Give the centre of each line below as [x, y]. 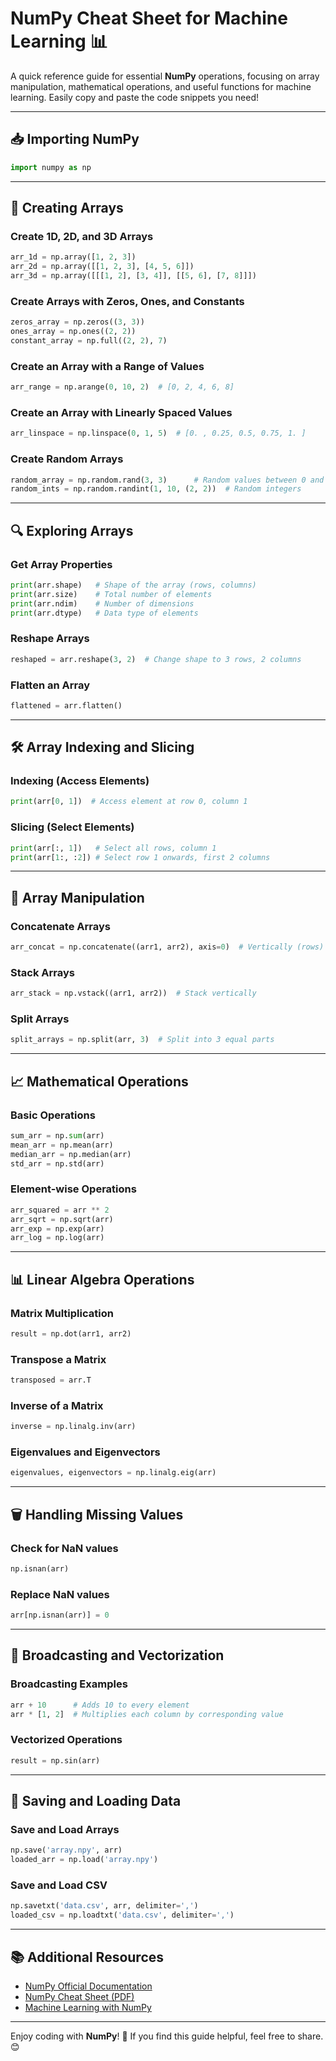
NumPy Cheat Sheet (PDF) [79, 1996]
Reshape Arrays [50, 639]
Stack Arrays [42, 972]
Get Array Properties [61, 564]
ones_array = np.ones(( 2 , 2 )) [73, 332]
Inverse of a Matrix [57, 1405]
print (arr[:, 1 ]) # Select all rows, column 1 [113, 848]
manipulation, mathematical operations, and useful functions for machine [161, 86]
